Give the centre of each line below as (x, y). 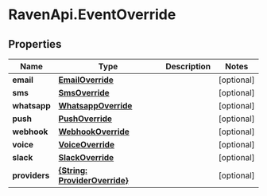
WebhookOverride (94, 131)
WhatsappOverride (95, 106)
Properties (35, 44)
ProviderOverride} (93, 180)
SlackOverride (86, 157)
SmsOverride (84, 93)
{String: (73, 171)
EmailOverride (86, 80)
